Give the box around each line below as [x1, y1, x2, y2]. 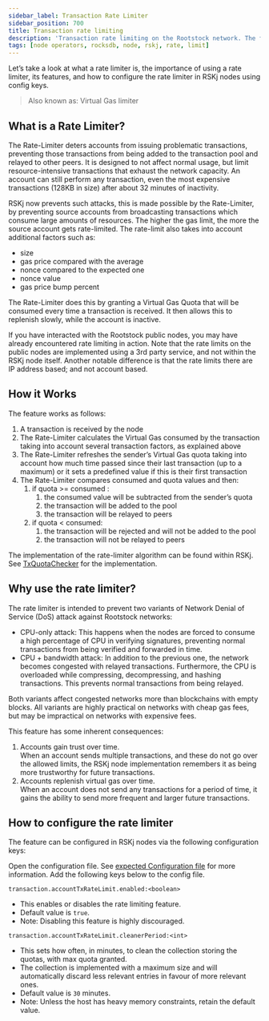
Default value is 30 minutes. [19, 988, 110, 998]
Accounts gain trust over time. [19, 742, 120, 751]
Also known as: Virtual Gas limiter [27, 96, 139, 106]
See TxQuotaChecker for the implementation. [8, 558, 158, 569]
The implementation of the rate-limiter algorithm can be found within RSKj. [8, 550, 254, 560]
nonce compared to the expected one [19, 265, 145, 275]
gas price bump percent [19, 282, 100, 291]
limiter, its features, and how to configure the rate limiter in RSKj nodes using [8, 72, 261, 82]
